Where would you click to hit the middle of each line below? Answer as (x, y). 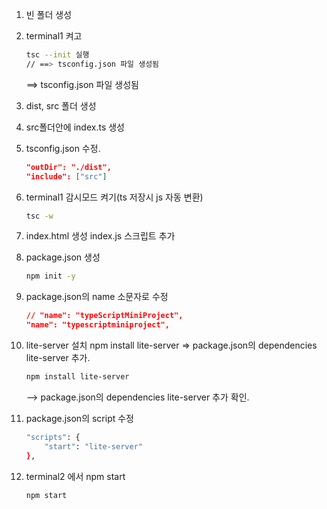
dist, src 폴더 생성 (61, 105)
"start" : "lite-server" (93, 446)
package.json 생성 (63, 257)
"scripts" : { (53, 437)
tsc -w (39, 216)
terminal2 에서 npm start (75, 476)
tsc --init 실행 (57, 55)
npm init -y (50, 276)
